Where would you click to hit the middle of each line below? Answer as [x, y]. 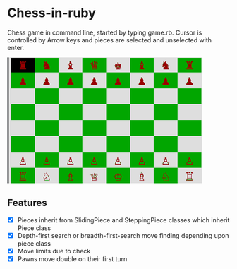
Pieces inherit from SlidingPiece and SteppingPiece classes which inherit [123, 220]
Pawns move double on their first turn [72, 258]
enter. [16, 47]
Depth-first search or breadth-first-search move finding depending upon [123, 235]
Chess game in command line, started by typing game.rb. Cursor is [105, 32]
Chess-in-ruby [52, 13]
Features [27, 203]
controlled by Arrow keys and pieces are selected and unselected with [109, 40]
